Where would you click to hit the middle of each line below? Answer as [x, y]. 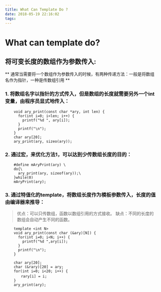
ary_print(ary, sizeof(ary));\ [49, 173]
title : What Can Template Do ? [37, 9]
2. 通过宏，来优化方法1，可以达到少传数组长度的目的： [68, 154]
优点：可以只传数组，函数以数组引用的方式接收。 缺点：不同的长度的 [85, 213]
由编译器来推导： [25, 202]
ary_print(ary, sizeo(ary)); [43, 141]
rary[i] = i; [34, 276]
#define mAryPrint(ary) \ [40, 165]
